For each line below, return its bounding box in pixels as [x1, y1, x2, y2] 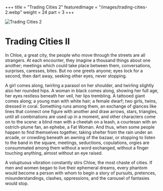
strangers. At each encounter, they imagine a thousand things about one [5, 57, 151, 63]
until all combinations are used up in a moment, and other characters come [5, 114, 156, 119]
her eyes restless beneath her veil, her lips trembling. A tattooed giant [5, 93, 145, 98]
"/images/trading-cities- [99, 4, 147, 10]
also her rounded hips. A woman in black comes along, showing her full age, [5, 88, 159, 94]
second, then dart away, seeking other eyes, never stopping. [5, 73, 127, 79]
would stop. [5, 180, 29, 186]
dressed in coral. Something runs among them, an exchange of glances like [5, 103, 157, 109]
